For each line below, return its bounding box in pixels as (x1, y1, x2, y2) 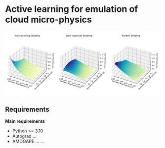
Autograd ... (12, 133, 37, 139)
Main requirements (5, 118, 45, 124)
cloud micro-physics (5, 14, 92, 25)
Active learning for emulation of (5, 3, 138, 15)
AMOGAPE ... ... (12, 138, 44, 144)
